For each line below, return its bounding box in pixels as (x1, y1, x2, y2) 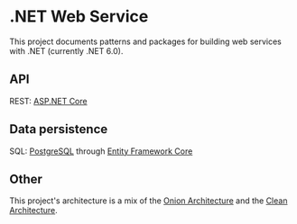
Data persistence (9, 121, 108, 137)
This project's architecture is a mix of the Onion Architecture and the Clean (9, 195, 288, 206)
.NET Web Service (9, 6, 149, 27)
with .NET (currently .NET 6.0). (9, 45, 124, 56)
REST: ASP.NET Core (9, 95, 88, 106)
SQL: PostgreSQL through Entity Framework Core (9, 146, 193, 157)
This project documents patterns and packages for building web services (9, 36, 282, 47)
